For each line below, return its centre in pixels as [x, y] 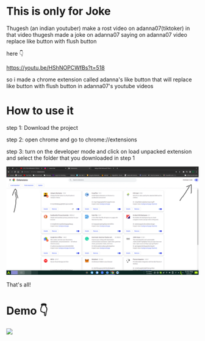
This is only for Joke [59, 11]
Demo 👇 [27, 311]
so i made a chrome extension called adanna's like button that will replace [99, 79]
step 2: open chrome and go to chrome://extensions [72, 140]
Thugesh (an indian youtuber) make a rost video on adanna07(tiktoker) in [98, 28]
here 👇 [15, 53]
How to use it [40, 111]
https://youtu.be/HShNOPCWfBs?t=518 [56, 67]
